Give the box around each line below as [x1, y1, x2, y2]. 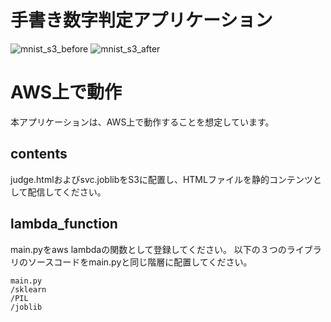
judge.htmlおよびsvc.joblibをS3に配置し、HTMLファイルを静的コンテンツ [10, 173, 313, 185]
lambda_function [10, 216, 118, 233]
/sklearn [10, 284, 47, 295]
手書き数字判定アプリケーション [10, 9, 273, 32]
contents [10, 146, 68, 163]
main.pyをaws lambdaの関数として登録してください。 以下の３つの [10, 243, 287, 255]
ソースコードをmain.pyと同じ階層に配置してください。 [27, 256, 253, 268]
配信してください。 [27, 186, 107, 198]
